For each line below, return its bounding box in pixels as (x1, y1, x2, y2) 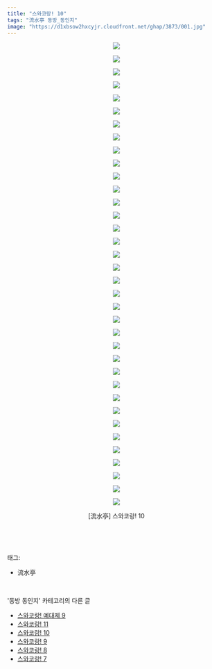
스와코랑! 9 (17, 637, 47, 646)
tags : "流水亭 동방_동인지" (7, 17, 78, 24)
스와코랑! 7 (17, 654, 47, 663)
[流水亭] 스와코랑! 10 (87, 512, 145, 520)
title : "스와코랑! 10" (7, 10, 67, 17)
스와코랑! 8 (17, 646, 47, 654)
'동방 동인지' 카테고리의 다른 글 (7, 597, 91, 605)
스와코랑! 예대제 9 (17, 611, 66, 620)
